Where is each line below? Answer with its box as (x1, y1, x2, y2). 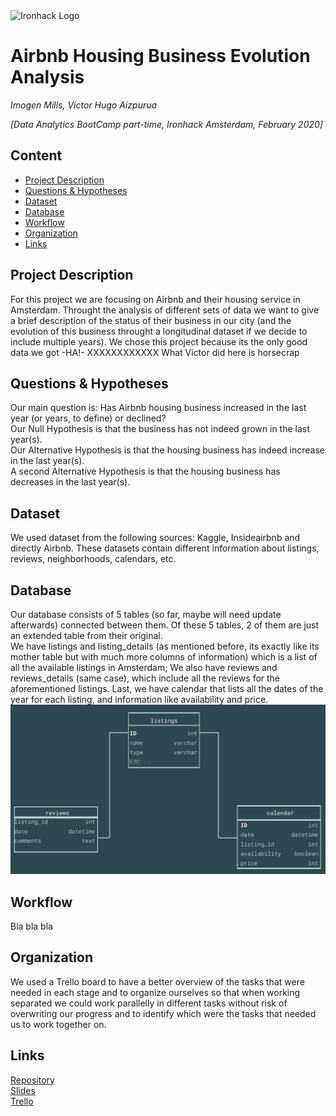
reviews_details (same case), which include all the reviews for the (10, 672, 281, 684)
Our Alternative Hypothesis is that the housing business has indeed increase (10, 444, 325, 456)
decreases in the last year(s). (10, 476, 131, 488)
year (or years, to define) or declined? (10, 412, 167, 424)
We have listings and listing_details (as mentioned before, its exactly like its (10, 640, 320, 652)
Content (10, 147, 63, 164)
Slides (10, 1084, 36, 1096)
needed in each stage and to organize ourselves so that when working (10, 986, 301, 998)
